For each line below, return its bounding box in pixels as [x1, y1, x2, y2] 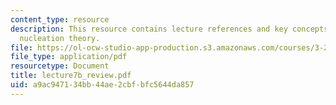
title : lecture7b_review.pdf [10, 71, 132, 81]
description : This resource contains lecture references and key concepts [10, 24, 329, 34]
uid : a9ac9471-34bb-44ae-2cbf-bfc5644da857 [10, 80, 195, 90]
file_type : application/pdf [10, 52, 128, 62]
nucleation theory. [19, 33, 101, 43]
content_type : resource [10, 14, 110, 25]
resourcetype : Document [10, 61, 110, 71]
